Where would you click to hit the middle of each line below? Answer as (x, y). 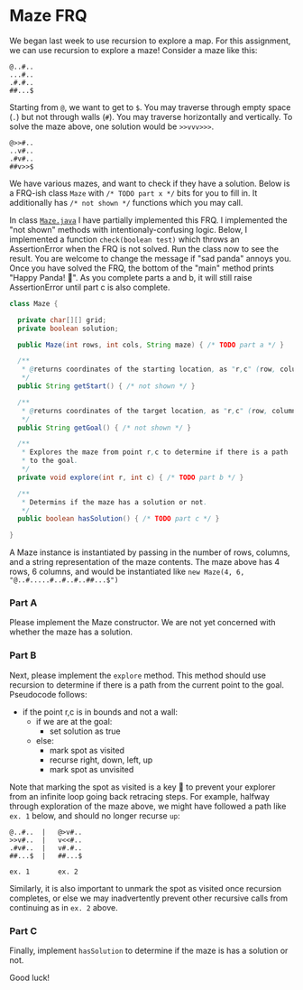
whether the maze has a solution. (71, 632)
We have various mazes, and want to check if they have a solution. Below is (150, 183)
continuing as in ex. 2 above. (64, 907)
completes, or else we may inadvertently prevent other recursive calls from (149, 898)
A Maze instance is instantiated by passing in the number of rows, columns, (150, 552)
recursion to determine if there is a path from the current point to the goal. (147, 685)
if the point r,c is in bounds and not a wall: (100, 712)
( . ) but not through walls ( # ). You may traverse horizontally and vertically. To (151, 116)
